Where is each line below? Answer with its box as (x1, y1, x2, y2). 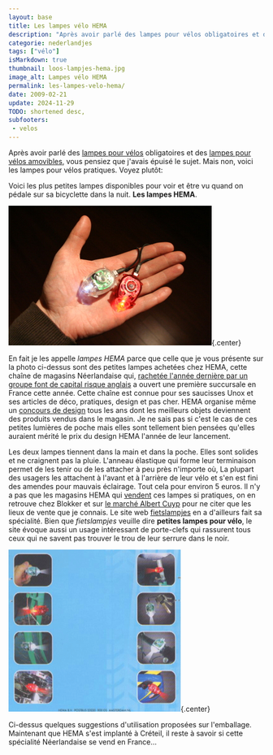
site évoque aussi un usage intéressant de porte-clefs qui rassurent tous (8, 525, 251, 534)
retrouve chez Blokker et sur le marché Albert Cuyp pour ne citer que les (8, 499, 252, 508)
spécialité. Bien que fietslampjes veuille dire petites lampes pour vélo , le (8, 516, 253, 526)
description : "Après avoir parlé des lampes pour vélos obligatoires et (8, 30, 260, 38)
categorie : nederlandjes (8, 39, 93, 47)
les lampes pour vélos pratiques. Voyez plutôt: (8, 165, 163, 175)
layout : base (8, 13, 53, 21)
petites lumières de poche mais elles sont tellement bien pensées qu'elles (8, 423, 255, 432)
